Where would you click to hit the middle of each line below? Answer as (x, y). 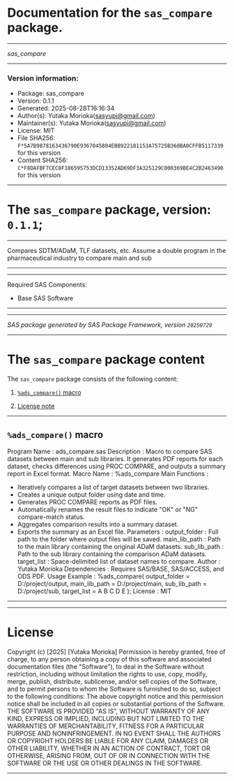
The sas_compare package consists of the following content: (93, 379)
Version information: (43, 78)
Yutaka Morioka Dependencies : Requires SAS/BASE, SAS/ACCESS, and (120, 569)
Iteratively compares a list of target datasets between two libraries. (113, 487)
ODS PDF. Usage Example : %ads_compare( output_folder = (103, 576)
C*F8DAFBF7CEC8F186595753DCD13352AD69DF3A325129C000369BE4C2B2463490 (120, 168)
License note (36, 406)
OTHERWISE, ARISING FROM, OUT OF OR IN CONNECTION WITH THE (109, 755)
